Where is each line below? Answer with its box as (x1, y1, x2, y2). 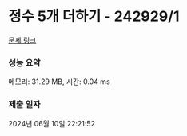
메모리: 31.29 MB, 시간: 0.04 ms (8, 77, 110, 86)
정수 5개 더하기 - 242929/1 (8, 7, 180, 26)
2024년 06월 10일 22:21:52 (8, 118, 96, 128)
